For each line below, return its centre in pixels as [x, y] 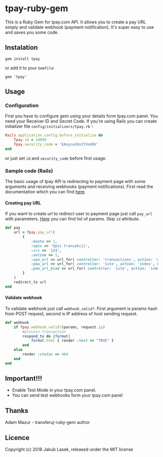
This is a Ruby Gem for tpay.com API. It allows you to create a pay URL [76, 22]
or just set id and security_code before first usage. [56, 158]
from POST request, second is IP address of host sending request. [71, 313]
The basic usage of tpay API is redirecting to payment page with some [75, 182]
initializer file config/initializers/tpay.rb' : [49, 127]
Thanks [17, 411]
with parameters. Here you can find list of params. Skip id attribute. [73, 219]
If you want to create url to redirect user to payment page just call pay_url [79, 214]
